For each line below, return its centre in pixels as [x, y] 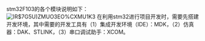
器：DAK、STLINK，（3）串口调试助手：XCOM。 [68, 32]
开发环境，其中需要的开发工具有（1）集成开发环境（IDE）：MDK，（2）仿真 [100, 24]
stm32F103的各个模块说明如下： [47, 9]
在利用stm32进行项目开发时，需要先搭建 [148, 17]
